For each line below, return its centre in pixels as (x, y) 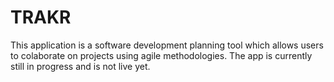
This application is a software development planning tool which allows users (167, 45)
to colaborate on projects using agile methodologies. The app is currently (161, 55)
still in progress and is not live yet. (80, 66)
